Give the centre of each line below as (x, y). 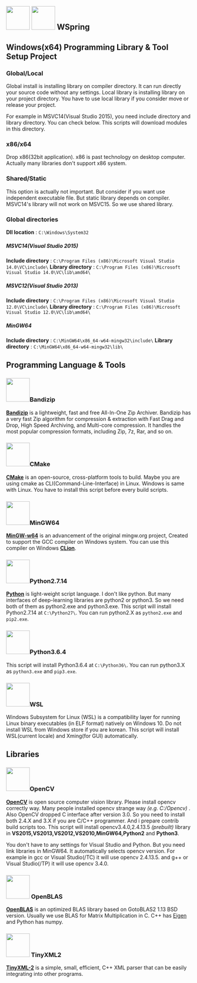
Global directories (32, 219)
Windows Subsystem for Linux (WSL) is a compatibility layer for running (93, 717)
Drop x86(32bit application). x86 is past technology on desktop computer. (96, 157)
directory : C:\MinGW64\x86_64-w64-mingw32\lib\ (65, 347)
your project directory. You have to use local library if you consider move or (98, 99)
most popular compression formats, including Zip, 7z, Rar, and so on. (90, 431)
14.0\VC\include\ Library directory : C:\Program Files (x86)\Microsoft (93, 267)
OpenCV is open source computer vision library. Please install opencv (91, 802)
